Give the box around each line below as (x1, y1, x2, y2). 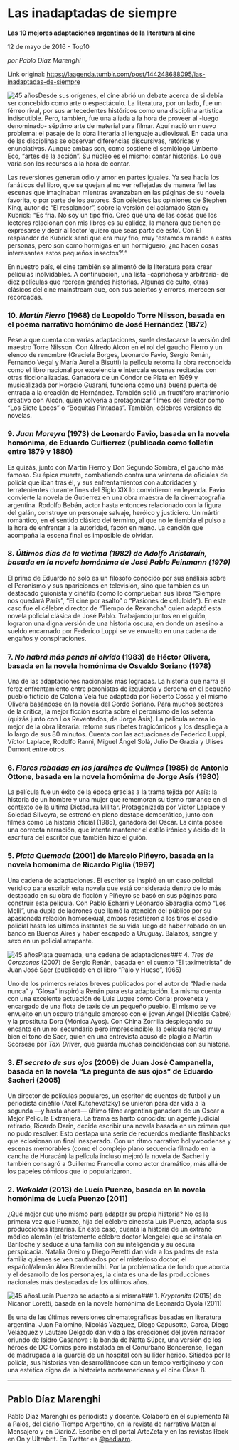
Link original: (7, 70, 45, 78)
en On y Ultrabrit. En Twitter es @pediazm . (7, 1435, 133, 1444)
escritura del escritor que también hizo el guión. (7, 833, 148, 842)
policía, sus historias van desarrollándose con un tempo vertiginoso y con (7, 1358, 223, 1367)
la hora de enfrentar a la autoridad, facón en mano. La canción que (7, 523, 203, 531)
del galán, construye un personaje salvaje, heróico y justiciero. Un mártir (7, 508, 220, 517)
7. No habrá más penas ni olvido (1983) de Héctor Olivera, (7, 652, 211, 662)
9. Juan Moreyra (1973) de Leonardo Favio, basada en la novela (7, 429, 230, 439)
